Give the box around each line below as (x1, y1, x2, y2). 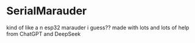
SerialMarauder (6, 4, 87, 18)
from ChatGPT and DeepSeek (6, 30, 81, 37)
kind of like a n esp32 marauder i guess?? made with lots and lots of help (6, 24, 190, 31)
